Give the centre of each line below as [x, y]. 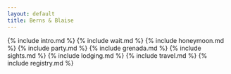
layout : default [31, 14]
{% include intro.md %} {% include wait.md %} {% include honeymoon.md [115, 40]
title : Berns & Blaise [40, 20]
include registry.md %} [40, 63]
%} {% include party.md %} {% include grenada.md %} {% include [105, 48]
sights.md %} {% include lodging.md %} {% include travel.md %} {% [107, 55]
